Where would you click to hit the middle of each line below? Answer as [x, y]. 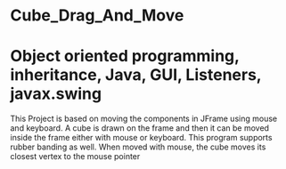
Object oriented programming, [125, 56]
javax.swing [56, 94]
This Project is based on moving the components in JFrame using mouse [144, 119]
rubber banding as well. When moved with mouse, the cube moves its [138, 147]
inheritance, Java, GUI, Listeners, [136, 75]
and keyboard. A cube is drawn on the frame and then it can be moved [140, 128]
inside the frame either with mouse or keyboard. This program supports [141, 138]
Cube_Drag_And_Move [97, 16]
